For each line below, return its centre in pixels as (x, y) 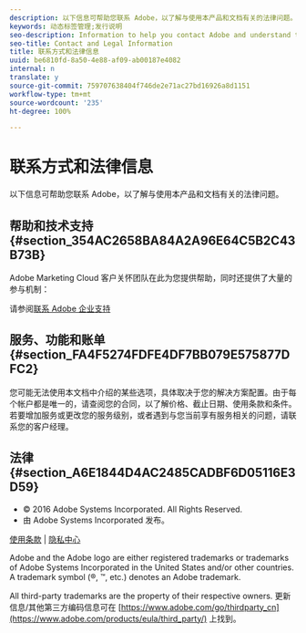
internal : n (32, 69)
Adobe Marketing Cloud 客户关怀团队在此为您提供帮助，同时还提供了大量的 (151, 278)
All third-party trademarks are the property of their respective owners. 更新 (150, 596)
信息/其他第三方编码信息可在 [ (66, 607)
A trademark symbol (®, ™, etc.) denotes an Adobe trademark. (125, 576)
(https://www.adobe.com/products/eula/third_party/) (108, 618)
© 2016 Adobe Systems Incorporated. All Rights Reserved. (133, 509)
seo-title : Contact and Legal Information (91, 43)
